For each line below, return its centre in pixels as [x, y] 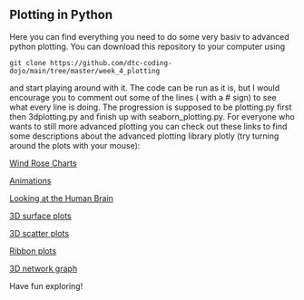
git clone [28, 63]
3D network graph [44, 268]
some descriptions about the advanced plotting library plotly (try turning [144, 136]
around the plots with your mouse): [75, 145]
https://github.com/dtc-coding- [111, 63]
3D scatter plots [39, 233]
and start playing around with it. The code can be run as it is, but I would [145, 87]
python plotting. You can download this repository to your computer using [147, 46]
